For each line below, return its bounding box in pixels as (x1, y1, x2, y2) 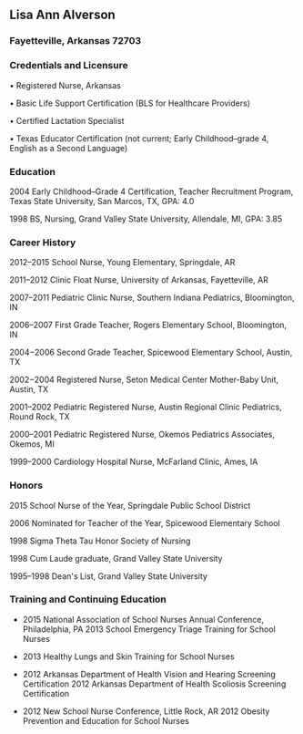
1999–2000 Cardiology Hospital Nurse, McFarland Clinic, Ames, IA (9, 456, 258, 468)
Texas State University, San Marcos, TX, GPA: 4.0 (9, 195, 195, 206)
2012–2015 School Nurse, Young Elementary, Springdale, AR (9, 257, 236, 268)
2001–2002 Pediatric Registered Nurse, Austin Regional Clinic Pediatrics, (9, 401, 282, 413)
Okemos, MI (9, 439, 55, 450)
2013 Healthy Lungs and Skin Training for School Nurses (22, 651, 235, 662)
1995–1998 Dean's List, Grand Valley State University (9, 570, 207, 582)
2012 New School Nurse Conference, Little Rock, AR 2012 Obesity (22, 706, 270, 717)
